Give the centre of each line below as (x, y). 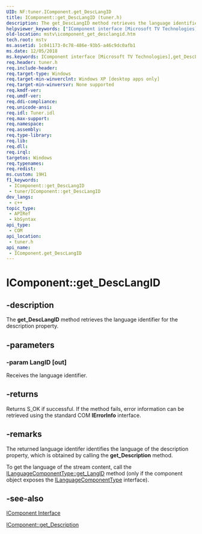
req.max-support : (28, 118)
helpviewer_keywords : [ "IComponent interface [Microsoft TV (83, 29)
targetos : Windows (29, 157)
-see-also (25, 498)
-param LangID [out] (37, 362)
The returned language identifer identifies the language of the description (97, 449)
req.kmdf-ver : (24, 91)
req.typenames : (25, 164)
